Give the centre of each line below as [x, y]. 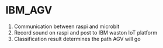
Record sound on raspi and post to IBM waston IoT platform [86, 32]
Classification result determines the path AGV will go [77, 39]
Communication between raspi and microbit [67, 26]
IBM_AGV [29, 10]
